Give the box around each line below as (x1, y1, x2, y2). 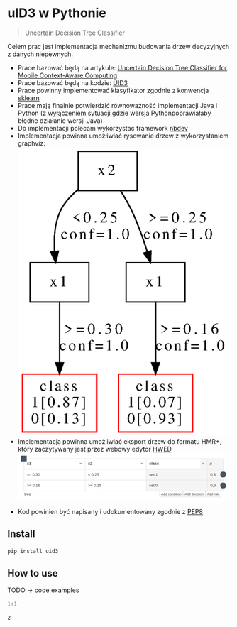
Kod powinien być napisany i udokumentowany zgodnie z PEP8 (17, 507, 204, 516)
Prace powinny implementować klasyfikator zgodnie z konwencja (17, 86, 209, 94)
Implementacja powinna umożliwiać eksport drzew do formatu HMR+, (17, 437, 222, 446)
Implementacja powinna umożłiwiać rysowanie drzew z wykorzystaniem (17, 131, 229, 140)
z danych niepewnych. (7, 50, 73, 58)
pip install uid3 (7, 548, 59, 555)
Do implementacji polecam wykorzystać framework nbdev (17, 124, 188, 132)
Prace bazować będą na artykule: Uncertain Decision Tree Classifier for (17, 63, 228, 72)
